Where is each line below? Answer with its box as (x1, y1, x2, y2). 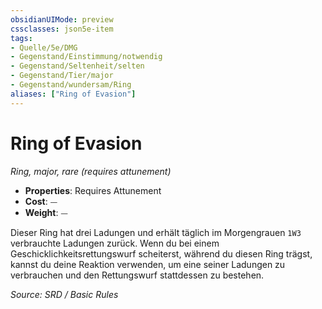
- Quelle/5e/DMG (10, 42, 78, 53)
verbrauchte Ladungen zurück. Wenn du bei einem (10, 237, 220, 249)
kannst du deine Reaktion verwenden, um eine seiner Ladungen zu (10, 258, 286, 270)
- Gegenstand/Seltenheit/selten (10, 61, 145, 71)
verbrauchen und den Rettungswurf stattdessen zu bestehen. (10, 269, 265, 281)
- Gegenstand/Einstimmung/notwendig (10, 52, 163, 62)
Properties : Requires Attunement (24, 184, 162, 196)
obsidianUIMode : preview (10, 14, 114, 25)
